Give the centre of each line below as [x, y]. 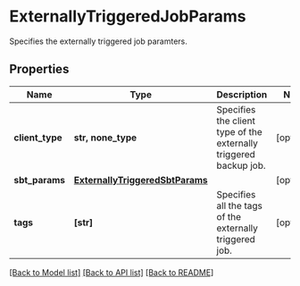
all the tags [240, 206]
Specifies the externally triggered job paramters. [98, 41]
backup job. [241, 165]
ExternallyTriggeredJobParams [128, 17]
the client [236, 121]
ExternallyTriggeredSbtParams [141, 180]
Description [242, 94]
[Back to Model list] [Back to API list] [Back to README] [112, 272]
